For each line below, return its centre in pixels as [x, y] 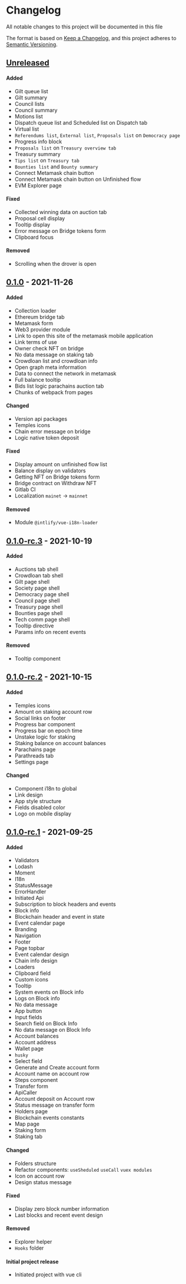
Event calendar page [40, 923]
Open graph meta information [50, 367]
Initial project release [32, 1262]
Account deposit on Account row [55, 1099]
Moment [25, 873]
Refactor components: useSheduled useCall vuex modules [83, 1169]
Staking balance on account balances [60, 743]
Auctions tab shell [36, 569]
